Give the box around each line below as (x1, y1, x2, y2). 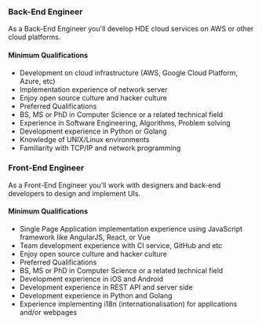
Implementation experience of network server (19, 85, 168, 94)
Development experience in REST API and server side (19, 283, 194, 292)
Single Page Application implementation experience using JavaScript (19, 225, 243, 233)
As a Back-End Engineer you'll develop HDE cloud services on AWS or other (8, 24, 254, 34)
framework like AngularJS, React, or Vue (19, 232, 151, 242)
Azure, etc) (19, 76, 56, 86)
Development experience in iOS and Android (19, 274, 163, 283)
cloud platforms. (8, 32, 61, 42)
